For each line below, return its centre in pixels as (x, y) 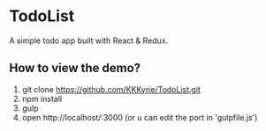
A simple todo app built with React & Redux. (89, 40)
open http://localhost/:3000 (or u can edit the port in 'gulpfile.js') (140, 117)
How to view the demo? (75, 68)
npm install (42, 98)
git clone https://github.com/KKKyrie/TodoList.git (111, 89)
